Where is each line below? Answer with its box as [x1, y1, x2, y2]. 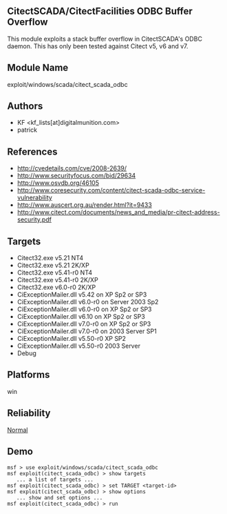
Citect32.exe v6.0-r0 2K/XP [17, 283, 96, 292]
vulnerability [17, 193, 53, 202]
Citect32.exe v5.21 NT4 [17, 254, 84, 262]
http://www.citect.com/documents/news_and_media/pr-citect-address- [17, 208, 220, 217]
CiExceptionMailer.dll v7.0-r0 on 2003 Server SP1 [17, 327, 157, 335]
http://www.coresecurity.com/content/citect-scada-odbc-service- [17, 186, 206, 195]
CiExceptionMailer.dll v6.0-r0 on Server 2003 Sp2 [17, 298, 159, 306]
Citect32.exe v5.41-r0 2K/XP [17, 276, 98, 284]
